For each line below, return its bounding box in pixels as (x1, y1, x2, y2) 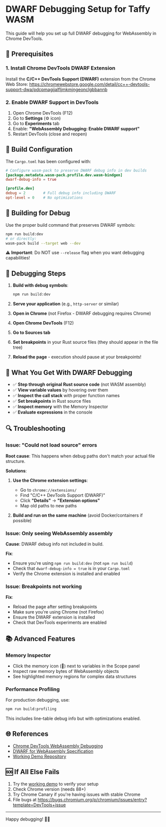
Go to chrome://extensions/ (20, 487, 77, 493)
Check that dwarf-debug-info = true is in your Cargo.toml (12, 565, 130, 571)
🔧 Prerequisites (5, 50, 54, 58)
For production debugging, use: (5, 697, 70, 703)
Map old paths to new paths (20, 502, 77, 508)
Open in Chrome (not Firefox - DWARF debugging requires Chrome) (12, 310, 151, 317)
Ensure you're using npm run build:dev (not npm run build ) (12, 560, 133, 566)
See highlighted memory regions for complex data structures (12, 673, 137, 679)
